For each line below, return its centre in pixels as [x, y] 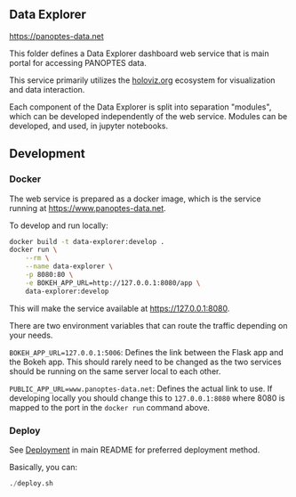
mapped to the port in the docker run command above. [110, 407]
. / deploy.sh [31, 483]
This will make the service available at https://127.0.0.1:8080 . [120, 308]
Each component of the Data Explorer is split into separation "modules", [140, 107]
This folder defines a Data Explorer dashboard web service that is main [139, 53]
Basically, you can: [44, 467]
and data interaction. [47, 89]
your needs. [31, 335]
